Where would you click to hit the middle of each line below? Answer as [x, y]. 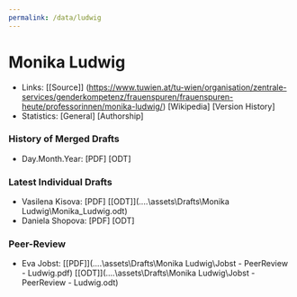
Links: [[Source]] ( [55, 87]
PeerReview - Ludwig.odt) [70, 283]
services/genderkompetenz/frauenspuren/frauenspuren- [127, 96]
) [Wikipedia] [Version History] [219, 106]
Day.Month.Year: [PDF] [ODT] [76, 158]
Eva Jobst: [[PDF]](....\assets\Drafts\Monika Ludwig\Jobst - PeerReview [155, 264]
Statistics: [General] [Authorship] [82, 116]
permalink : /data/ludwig [55, 18]
